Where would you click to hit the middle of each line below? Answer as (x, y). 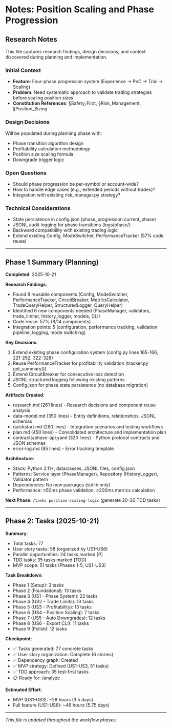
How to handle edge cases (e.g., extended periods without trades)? (84, 189)
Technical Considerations (38, 208)
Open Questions (26, 173)
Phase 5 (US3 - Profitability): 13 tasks (52, 607)
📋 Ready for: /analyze (36, 678)
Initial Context (23, 70)
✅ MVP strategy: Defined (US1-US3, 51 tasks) (61, 666)
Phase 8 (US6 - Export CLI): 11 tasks (51, 623)
